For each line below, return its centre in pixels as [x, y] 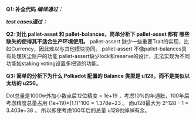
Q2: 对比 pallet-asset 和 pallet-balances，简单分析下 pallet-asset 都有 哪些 [98, 34]
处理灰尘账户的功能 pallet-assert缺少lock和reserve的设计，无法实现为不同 [100, 56]
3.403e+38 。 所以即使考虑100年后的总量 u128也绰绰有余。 [78, 110]
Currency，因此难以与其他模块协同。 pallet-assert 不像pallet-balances [96, 49]
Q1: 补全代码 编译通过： [35, 9]
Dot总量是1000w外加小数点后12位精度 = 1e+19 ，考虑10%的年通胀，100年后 [98, 96]
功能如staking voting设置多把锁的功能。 [54, 63]
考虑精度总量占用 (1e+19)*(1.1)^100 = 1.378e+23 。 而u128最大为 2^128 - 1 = [97, 103]
